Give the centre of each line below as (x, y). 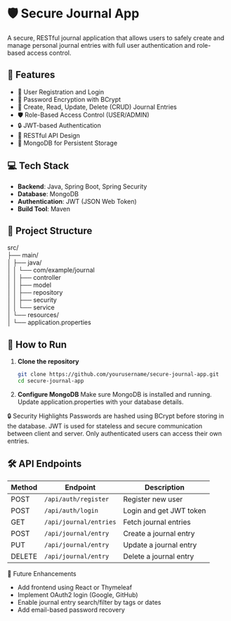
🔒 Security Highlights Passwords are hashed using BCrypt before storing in (116, 416)
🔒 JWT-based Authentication (59, 125)
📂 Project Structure (50, 230)
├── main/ (23, 255)
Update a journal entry (160, 544)
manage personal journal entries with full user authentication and (101, 45)
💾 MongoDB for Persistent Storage (67, 143)
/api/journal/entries (80, 522)
